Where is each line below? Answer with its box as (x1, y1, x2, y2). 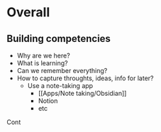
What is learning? (16, 59, 68, 67)
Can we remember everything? (16, 67, 108, 75)
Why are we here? (16, 51, 70, 60)
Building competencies (6, 33, 111, 45)
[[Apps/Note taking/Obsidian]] (38, 89, 127, 97)
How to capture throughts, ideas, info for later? (16, 74, 154, 82)
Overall (6, 4, 50, 21)
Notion (38, 97, 58, 105)
